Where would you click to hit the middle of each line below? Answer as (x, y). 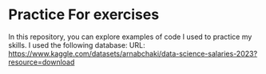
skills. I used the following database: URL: (77, 45)
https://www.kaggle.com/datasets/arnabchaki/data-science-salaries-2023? (133, 53)
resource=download (42, 62)
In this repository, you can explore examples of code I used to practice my (130, 37)
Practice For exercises (84, 15)
